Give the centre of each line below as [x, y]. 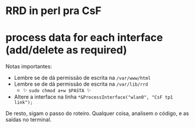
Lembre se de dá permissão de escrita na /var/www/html [82, 78]
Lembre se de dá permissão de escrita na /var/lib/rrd [81, 84]
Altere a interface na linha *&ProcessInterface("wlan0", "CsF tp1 [93, 97]
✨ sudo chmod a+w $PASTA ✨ [57, 90]
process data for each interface [84, 38]
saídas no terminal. [29, 120]
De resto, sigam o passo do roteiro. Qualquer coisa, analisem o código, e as [97, 113]
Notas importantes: [29, 66]
